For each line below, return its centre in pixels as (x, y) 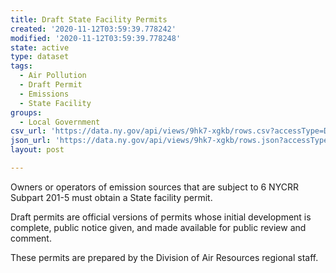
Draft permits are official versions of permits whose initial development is (161, 217)
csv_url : (28, 131)
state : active (40, 47)
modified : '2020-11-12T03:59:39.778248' (96, 38)
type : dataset (40, 57)
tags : (21, 66)
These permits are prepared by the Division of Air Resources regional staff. (164, 257)
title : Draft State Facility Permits (89, 19)
